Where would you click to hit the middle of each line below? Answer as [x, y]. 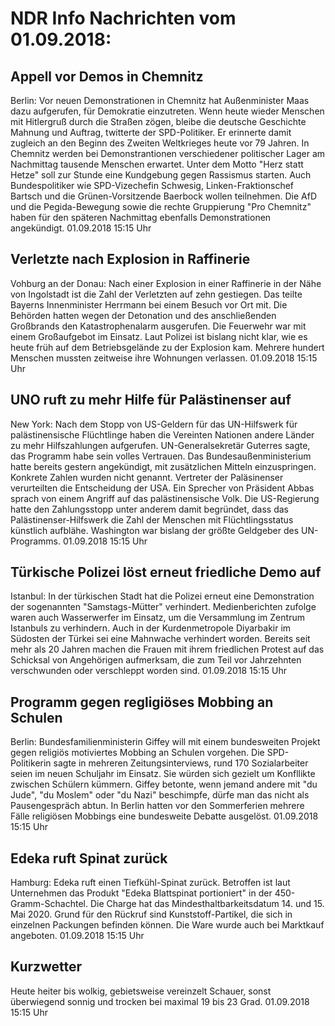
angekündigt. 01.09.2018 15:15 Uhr [81, 228]
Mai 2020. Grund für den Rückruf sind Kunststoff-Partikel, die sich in [151, 914]
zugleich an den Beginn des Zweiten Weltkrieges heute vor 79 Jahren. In [160, 143]
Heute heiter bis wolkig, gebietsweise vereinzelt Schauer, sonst [141, 991]
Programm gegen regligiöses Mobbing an [142, 702]
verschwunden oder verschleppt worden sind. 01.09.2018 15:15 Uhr [149, 671]
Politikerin [31, 763]
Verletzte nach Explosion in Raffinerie [130, 259]
